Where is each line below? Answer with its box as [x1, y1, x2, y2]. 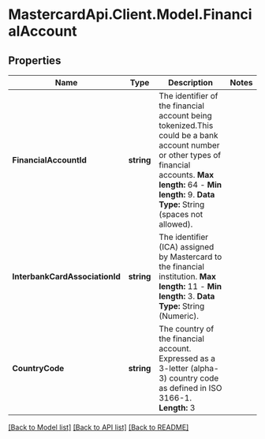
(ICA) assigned [159, 242, 215, 252]
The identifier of [159, 91, 218, 101]
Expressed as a [159, 353, 215, 364]
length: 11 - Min [159, 281, 222, 291]
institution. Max [159, 271, 217, 282]
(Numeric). [159, 310, 200, 321]
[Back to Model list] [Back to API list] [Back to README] [8, 422, 189, 432]
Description [168, 77, 213, 88]
